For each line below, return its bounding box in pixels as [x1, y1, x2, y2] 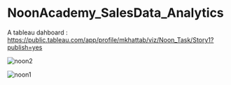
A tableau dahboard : [7, 28, 68, 37]
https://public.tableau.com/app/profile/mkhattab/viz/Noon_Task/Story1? [7, 35, 214, 44]
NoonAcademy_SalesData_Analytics [7, 5, 224, 21]
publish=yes [7, 43, 43, 51]
